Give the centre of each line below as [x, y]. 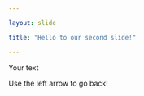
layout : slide [33, 23]
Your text [24, 67]
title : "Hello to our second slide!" [72, 37]
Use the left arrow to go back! [58, 83]
